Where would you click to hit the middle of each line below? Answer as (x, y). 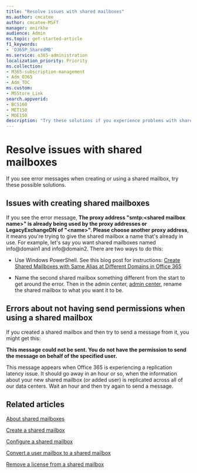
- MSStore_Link (25, 93)
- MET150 (17, 110)
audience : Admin (26, 33)
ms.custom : (19, 88)
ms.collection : (25, 66)
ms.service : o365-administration (47, 55)
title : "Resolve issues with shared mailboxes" (65, 11)
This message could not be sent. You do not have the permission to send (96, 350)
